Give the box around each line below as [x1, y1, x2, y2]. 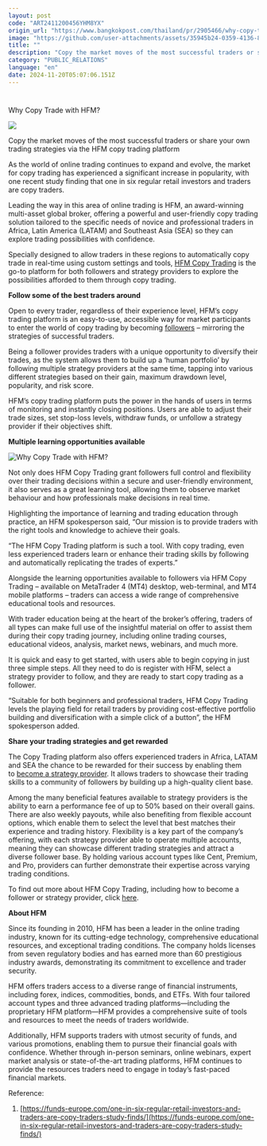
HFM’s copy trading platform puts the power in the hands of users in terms [8, 396, 253, 405]
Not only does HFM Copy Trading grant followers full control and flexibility [8, 467, 252, 477]
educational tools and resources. [8, 598, 116, 608]
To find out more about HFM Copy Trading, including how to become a [8, 884, 240, 894]
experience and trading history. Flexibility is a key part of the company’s [8, 826, 244, 836]
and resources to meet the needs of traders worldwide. [8, 1015, 189, 1024]
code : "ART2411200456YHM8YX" [8, 19, 105, 27]
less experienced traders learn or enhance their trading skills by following [8, 549, 249, 558]
